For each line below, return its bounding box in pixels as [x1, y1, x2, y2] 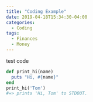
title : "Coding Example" [6, 8, 67, 15]
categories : [6, 19, 35, 25]
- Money [11, 42, 30, 47]
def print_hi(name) [6, 69, 54, 74]
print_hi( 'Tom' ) [6, 85, 46, 91]
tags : [6, 30, 19, 36]
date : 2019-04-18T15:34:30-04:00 [6, 14, 88, 20]
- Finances [11, 36, 38, 42]
